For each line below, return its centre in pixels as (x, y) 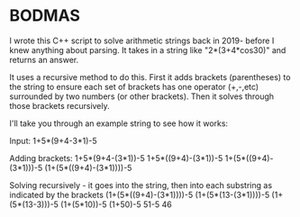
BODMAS (45, 16)
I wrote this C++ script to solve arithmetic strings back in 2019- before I (142, 41)
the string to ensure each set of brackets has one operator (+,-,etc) (134, 86)
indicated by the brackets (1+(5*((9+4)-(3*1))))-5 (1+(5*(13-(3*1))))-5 (140, 194)
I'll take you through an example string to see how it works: (118, 123)
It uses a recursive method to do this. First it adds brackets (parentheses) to (150, 77)
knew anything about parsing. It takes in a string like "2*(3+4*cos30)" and (148, 50)
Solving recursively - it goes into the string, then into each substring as (141, 185)
